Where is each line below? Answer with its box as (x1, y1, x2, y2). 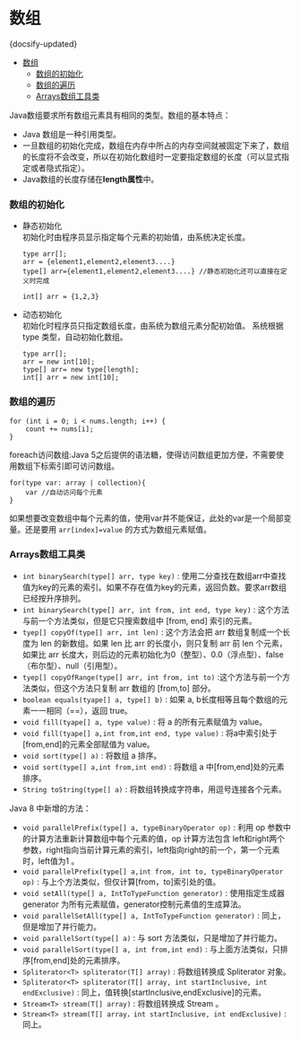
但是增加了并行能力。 (21, 921, 101, 932)
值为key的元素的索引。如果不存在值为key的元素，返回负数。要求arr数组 (21, 581, 287, 593)
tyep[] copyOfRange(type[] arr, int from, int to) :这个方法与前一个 (21, 671, 283, 682)
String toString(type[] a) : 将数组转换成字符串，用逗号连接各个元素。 (21, 783, 287, 795)
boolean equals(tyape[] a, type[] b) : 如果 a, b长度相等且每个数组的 (21, 693, 280, 705)
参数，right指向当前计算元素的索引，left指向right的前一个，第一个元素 (21, 844, 280, 855)
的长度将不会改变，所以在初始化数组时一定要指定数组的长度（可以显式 (21, 151, 282, 162)
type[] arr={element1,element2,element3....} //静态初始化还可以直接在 (21, 267, 280, 277)
